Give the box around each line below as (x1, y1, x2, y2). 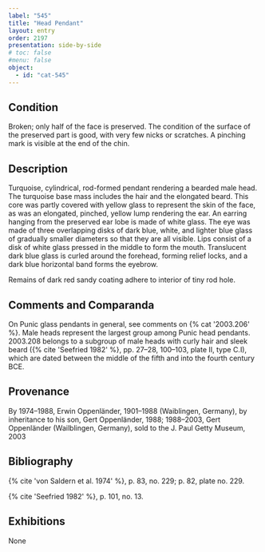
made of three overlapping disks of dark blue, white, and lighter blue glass (8, 225, 253, 236)
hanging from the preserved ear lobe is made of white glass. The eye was (8, 217, 251, 227)
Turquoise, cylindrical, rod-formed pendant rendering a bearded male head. (8, 183, 258, 193)
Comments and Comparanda (8, 298, 155, 312)
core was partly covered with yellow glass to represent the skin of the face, (8, 201, 256, 210)
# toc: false (8, 49, 52, 57)
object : (8, 64, 34, 72)
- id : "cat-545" (15, 71, 69, 79)
